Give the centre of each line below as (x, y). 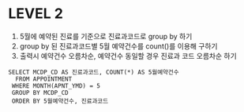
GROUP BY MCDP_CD (40, 92)
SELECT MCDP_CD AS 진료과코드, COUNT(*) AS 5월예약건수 (94, 72)
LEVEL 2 (36, 14)
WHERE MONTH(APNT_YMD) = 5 (56, 86)
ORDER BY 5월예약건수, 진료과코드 (60, 101)
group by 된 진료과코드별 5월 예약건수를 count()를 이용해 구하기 (118, 46)
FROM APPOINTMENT (44, 79)
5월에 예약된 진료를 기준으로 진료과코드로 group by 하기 (106, 36)
